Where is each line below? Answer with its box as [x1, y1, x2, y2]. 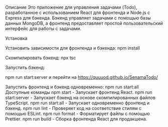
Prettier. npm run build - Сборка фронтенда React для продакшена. [5, 116, 147, 122]
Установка [5, 35, 28, 41]
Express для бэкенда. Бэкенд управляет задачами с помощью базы [5, 15, 151, 21]
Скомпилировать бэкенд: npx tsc [5, 55, 76, 61]
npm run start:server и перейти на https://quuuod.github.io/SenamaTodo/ [5, 74, 158, 80]
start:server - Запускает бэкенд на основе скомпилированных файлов [5, 95, 155, 100]
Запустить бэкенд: [5, 65, 45, 70]
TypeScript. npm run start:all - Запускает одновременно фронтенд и [5, 100, 149, 106]
